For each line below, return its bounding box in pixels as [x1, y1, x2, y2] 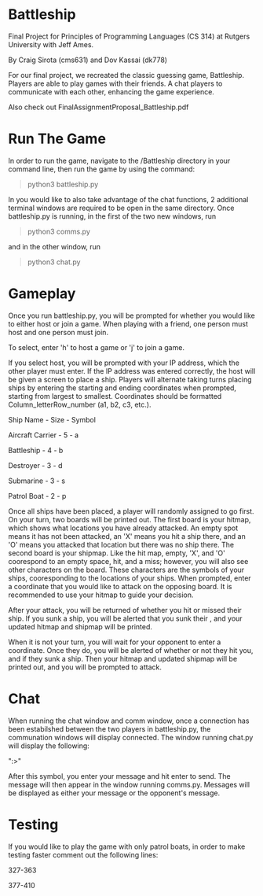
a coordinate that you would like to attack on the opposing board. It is [8, 581, 232, 591]
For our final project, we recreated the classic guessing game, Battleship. [8, 70, 245, 79]
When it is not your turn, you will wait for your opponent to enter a [8, 637, 221, 647]
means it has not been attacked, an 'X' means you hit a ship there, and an [8, 531, 246, 540]
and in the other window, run [8, 242, 100, 251]
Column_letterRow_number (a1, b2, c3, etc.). [8, 400, 152, 409]
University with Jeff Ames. [8, 39, 94, 49]
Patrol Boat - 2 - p [8, 491, 67, 500]
